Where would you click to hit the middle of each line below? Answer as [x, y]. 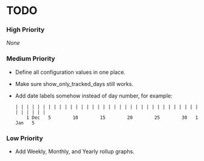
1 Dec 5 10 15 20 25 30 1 [112, 117]
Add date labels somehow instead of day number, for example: [94, 96]
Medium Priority [31, 59]
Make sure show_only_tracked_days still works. [74, 84]
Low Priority [25, 138]
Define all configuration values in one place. [70, 72]
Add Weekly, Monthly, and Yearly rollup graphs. [75, 152]
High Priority [26, 30]
